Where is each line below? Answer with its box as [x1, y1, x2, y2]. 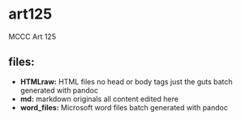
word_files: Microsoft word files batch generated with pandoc [19, 102, 229, 112]
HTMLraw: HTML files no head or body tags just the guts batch [19, 76, 233, 86]
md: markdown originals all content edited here [19, 94, 179, 104]
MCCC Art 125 [8, 32, 57, 41]
